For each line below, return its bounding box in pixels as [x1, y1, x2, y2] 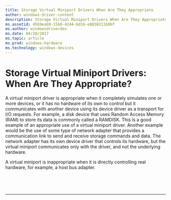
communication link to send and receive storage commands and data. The [5, 133, 161, 139]
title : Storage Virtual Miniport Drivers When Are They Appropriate [5, 7, 154, 13]
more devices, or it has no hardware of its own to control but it [5, 100, 136, 106]
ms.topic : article [5, 36, 44, 41]
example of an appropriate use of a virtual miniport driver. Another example [5, 122, 163, 128]
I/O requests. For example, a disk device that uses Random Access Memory [5, 111, 164, 117]
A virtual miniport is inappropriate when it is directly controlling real [5, 159, 146, 165]
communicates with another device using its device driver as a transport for [5, 105, 164, 112]
